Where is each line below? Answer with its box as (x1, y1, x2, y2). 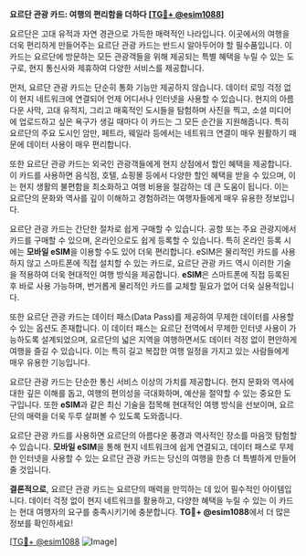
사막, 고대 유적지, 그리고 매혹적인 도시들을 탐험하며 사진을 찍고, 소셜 (26, 105, 268, 115)
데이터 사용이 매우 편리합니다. (26, 139, 132, 150)
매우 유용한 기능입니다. (9, 357, 90, 368)
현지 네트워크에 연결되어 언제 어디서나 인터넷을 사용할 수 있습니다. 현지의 (18, 93, 278, 104)
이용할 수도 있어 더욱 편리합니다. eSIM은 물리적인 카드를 (79, 247, 280, 257)
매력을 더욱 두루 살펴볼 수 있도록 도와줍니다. (26, 411, 183, 421)
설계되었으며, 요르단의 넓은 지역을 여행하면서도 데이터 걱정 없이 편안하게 (40, 334, 298, 345)
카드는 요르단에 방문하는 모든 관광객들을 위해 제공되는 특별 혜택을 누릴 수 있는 (9, 51, 285, 62)
